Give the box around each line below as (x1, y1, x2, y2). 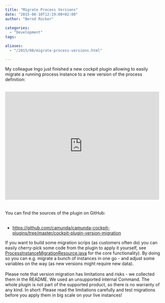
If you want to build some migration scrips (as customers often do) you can (5, 239, 158, 245)
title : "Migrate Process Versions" (5, 7, 78, 12)
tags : (5, 35, 16, 40)
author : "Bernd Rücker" (5, 16, 54, 21)
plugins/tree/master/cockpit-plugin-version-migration (12, 230, 122, 236)
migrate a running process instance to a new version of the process (5, 71, 142, 77)
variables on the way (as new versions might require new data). (5, 260, 134, 266)
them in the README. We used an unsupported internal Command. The (5, 276, 150, 282)
